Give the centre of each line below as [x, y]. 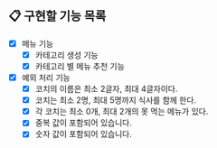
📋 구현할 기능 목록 [57, 16]
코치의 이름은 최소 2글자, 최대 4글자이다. [106, 89]
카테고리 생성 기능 [66, 55]
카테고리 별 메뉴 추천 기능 [80, 66]
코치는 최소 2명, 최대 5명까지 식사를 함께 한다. [115, 100]
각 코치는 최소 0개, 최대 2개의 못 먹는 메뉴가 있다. [122, 112]
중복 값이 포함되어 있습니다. [83, 123]
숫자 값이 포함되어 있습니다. [83, 134]
